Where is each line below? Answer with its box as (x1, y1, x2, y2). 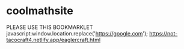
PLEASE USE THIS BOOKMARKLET (6, 24, 93, 31)
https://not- (149, 30, 178, 37)
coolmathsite (6, 4, 73, 18)
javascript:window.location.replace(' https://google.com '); (6, 30, 149, 37)
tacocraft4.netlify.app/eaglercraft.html (6, 36, 101, 43)
